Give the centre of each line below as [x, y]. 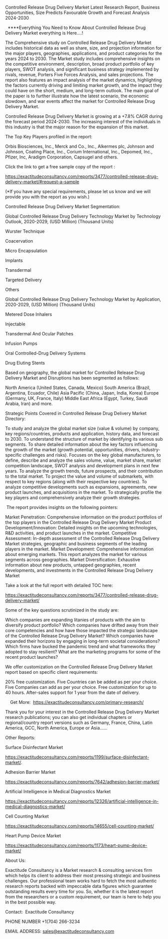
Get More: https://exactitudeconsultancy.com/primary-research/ [77, 702]
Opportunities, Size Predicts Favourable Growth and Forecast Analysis [77, 13]
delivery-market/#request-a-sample [42, 182]
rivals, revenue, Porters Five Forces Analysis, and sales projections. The [79, 74]
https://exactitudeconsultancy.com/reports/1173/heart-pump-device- [76, 845]
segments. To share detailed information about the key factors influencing [81, 444]
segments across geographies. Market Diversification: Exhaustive [73, 559]
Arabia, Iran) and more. [29, 404]
